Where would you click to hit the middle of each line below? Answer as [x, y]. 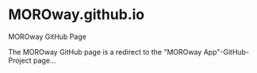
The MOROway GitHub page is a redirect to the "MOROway [105, 52]
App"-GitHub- [226, 52]
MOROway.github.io [77, 15]
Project [20, 60]
